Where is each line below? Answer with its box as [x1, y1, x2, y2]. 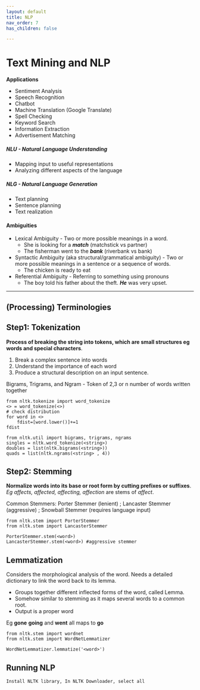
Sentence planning [14, 202, 61, 209]
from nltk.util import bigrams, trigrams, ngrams [6, 434, 132, 441]
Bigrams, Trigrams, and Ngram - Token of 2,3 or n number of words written [6, 380, 190, 387]
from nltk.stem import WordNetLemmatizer [6, 636, 111, 642]
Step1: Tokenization [6, 322, 81, 332]
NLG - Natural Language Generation [6, 180, 98, 188]
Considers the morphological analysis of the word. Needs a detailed [6, 571, 173, 578]
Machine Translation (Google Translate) [14, 107, 112, 114]
